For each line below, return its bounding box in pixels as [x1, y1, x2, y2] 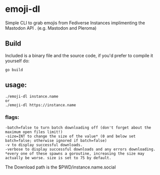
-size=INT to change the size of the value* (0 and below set [5, 133, 136, 139]
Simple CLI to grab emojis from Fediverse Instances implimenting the [5, 20, 145, 26]
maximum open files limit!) [5, 130, 63, 134]
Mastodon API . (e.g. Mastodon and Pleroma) [5, 25, 97, 31]
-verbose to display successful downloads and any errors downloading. [5, 147, 156, 152]
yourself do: [5, 58, 30, 64]
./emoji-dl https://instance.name [5, 102, 77, 107]
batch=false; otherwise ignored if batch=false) [5, 138, 107, 143]
